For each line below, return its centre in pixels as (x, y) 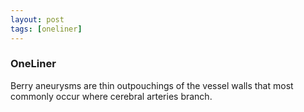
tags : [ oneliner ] (46, 29)
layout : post (37, 19)
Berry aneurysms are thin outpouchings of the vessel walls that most (152, 85)
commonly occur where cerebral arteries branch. (111, 96)
